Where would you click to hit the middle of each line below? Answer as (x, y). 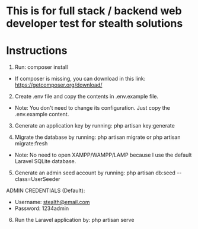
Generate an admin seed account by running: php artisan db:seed (95, 173)
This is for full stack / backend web (94, 11)
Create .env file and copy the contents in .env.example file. (87, 97)
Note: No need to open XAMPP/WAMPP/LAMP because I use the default (103, 155)
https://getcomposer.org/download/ (58, 85)
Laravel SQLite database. (45, 161)
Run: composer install (41, 67)
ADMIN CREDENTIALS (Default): (46, 190)
